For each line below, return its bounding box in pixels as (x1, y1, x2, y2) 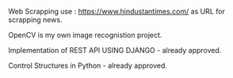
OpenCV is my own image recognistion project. (8, 31, 162, 39)
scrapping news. (8, 15, 63, 24)
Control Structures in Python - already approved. (8, 61, 168, 70)
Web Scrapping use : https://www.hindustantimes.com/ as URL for (8, 7, 226, 16)
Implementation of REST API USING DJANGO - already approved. (8, 46, 222, 54)
